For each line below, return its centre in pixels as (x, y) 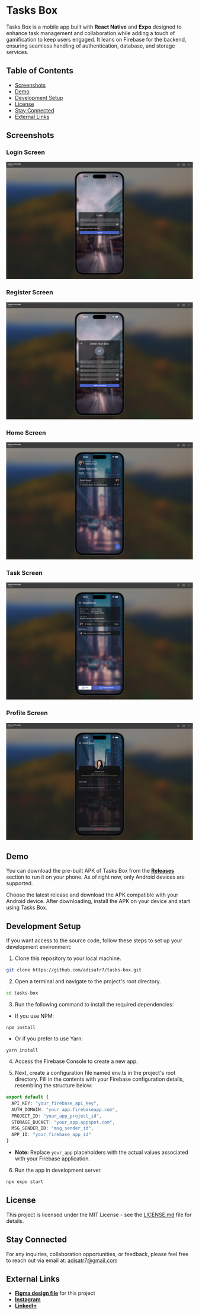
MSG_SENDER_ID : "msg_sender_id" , (53, 1128)
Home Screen (26, 433)
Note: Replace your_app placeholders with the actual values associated (101, 1152)
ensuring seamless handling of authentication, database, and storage (91, 46)
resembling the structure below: (54, 1085)
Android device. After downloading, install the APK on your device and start (98, 901)
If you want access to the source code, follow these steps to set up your (94, 940)
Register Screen (30, 292)
